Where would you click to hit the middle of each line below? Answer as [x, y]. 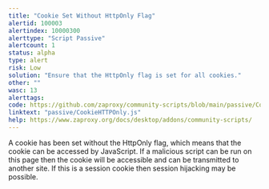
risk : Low [25, 68]
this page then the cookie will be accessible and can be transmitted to [124, 159]
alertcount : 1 [32, 46]
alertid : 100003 [35, 23]
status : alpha [32, 53]
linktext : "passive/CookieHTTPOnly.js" [75, 113]
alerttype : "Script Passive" [57, 38]
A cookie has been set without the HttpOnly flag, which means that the [125, 143]
